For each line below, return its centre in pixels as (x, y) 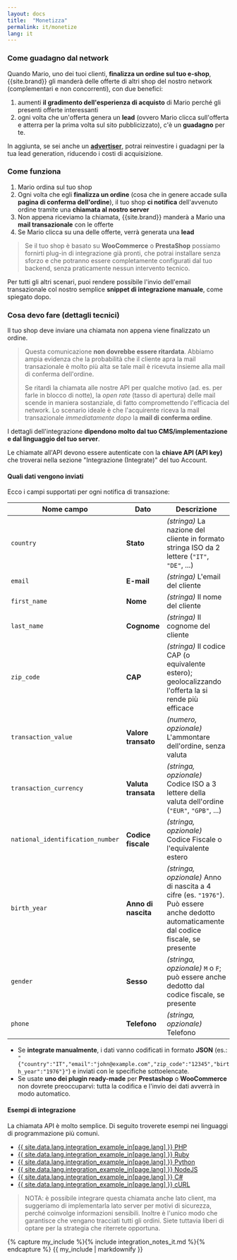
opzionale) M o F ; (194, 969)
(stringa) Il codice (196, 646)
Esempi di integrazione (42, 1110)
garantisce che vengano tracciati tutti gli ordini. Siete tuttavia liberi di (124, 1220)
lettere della (186, 793)
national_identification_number (65, 840)
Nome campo (65, 509)
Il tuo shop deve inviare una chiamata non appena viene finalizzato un (109, 331)
